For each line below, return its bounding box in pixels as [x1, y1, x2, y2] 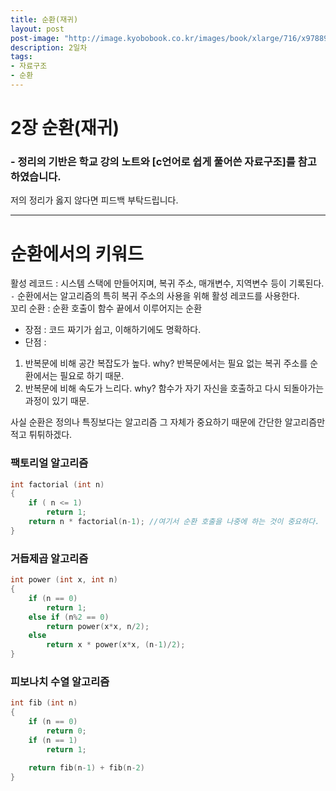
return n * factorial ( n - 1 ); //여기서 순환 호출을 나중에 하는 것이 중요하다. [28, 517, 320, 527]
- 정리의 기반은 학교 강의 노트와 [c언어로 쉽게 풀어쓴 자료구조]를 [10, 154, 296, 168]
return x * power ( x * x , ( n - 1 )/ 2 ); [46, 640, 186, 650]
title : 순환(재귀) [10, 14, 79, 25]
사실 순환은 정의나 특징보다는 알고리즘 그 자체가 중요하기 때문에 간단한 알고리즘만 [10, 416, 326, 428]
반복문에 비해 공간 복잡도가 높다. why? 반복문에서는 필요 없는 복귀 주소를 [24, 357, 308, 370]
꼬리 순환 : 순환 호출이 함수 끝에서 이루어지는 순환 [10, 302, 203, 315]
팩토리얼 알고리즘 [10, 456, 89, 470]
